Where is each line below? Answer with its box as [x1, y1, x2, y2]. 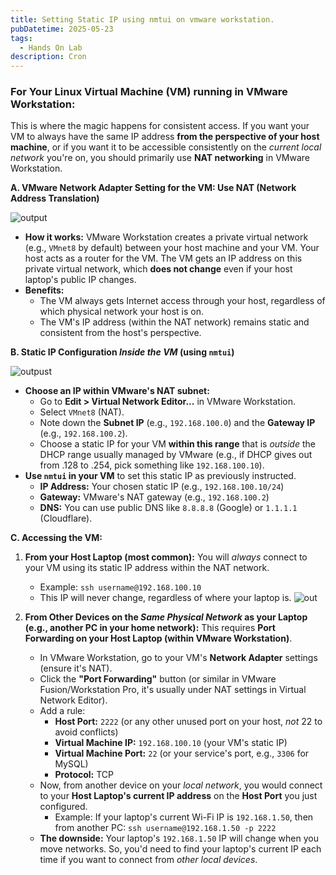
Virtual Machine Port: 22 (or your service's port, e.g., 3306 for [54, 747, 310, 760]
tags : [10, 33, 33, 43]
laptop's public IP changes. [24, 274, 137, 286]
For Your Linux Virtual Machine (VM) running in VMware [10, 85, 288, 99]
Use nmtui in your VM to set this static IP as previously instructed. [24, 470, 297, 482]
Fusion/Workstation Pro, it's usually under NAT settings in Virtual [39, 684, 307, 696]
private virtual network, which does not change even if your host [24, 263, 293, 275]
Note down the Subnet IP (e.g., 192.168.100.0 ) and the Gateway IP [39, 417, 316, 429]
